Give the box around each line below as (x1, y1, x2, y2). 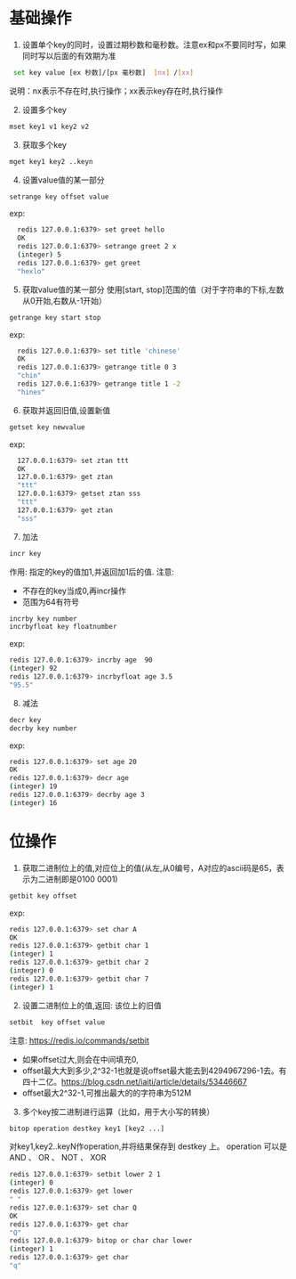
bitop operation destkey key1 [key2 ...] (9, 1124, 165, 1133)
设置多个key (21, 104, 67, 115)
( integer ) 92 (9, 664, 58, 673)
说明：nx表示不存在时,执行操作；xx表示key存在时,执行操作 (9, 86, 224, 96)
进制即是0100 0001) (45, 874, 118, 884)
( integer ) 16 (9, 798, 58, 807)
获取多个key (21, 139, 67, 150)
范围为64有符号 (21, 596, 80, 607)
